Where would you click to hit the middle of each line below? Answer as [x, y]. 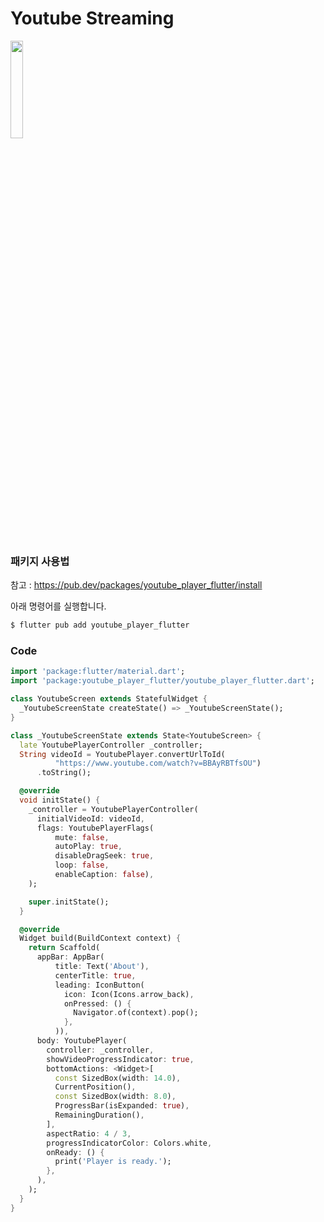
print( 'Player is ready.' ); [113, 1162]
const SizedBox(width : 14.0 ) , [118, 1078]
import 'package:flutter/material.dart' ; [98, 672]
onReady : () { [75, 1152]
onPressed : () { [97, 1003]
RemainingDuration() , [99, 1115]
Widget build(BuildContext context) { [100, 938]
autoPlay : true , [88, 847]
